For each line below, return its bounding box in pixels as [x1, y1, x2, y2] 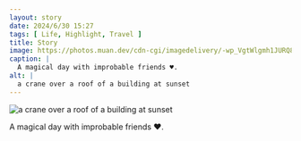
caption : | [9, 54, 50, 63]
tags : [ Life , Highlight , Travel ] [9, 29, 142, 38]
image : [9, 46, 34, 55]
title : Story [9, 37, 58, 47]
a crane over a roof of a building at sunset [17, 79, 191, 88]
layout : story [9, 12, 63, 22]
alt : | [9, 71, 34, 80]
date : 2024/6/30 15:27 [9, 21, 94, 30]
